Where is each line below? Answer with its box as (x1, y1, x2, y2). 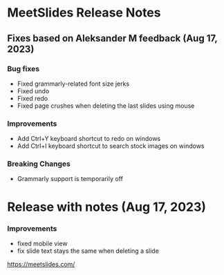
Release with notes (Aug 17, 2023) (7, 199, 206, 215)
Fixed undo (17, 86, 50, 95)
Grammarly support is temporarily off (17, 175, 123, 183)
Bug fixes (7, 64, 40, 73)
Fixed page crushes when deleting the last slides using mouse (17, 102, 195, 110)
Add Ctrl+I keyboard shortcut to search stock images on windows (17, 142, 205, 150)
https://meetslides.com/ (7, 260, 75, 268)
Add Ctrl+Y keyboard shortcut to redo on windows (17, 135, 161, 143)
